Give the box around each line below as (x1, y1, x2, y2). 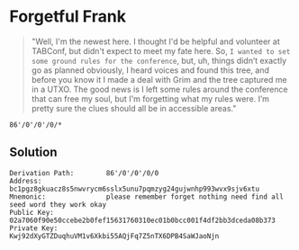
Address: (9, 176, 42, 185)
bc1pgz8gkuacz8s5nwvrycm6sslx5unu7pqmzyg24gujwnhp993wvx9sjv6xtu (9, 184, 259, 193)
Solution (9, 145, 58, 160)
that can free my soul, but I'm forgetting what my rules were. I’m (31, 93, 270, 104)
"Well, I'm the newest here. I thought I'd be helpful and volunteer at (31, 36, 281, 47)
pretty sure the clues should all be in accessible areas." (31, 103, 237, 113)
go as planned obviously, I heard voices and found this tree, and (31, 65, 270, 76)
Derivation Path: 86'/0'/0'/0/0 (9, 168, 159, 177)
